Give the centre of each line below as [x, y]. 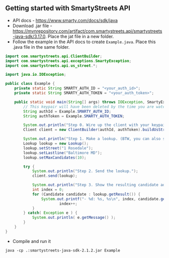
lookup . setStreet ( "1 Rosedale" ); [58, 148]
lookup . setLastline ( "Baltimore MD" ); [63, 153]
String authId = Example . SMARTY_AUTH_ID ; [67, 111]
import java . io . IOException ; [36, 75]
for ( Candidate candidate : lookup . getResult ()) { [86, 194]
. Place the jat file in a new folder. [79, 36]
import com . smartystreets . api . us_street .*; [52, 66]
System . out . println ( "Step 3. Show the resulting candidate [95, 185]
